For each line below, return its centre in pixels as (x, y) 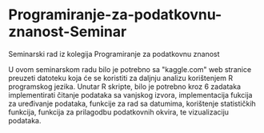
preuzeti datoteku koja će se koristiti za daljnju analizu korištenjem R (121, 78)
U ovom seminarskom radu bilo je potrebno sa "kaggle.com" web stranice (130, 69)
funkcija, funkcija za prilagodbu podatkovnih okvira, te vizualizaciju (119, 112)
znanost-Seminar (68, 32)
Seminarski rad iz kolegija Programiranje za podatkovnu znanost (114, 54)
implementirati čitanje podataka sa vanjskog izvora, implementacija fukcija (130, 95)
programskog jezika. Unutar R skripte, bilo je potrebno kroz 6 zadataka (125, 87)
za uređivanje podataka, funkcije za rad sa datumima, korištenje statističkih (132, 103)
